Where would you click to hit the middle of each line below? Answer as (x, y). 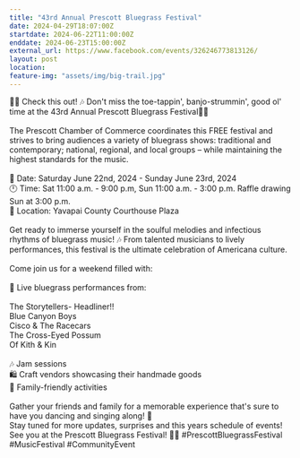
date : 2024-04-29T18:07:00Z (62, 26)
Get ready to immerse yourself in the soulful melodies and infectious (135, 229)
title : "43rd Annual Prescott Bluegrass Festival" (106, 17)
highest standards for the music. (69, 159)
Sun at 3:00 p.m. (40, 201)
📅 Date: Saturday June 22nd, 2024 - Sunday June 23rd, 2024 (123, 178)
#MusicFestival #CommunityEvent (73, 444)
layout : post (34, 59)
